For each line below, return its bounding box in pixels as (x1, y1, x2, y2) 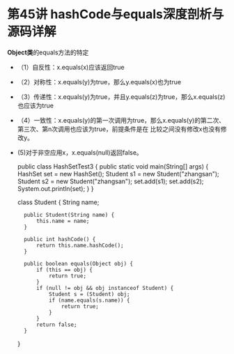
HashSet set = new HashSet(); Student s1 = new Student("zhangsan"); (17, 169, 219, 178)
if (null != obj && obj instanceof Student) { (36, 284, 174, 291)
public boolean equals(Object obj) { (24, 260, 134, 267)
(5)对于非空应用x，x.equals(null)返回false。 (17, 148, 143, 157)
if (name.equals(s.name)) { (48, 297, 130, 304)
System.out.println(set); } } (17, 184, 94, 192)
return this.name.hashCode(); (36, 242, 124, 249)
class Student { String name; (17, 198, 100, 206)
